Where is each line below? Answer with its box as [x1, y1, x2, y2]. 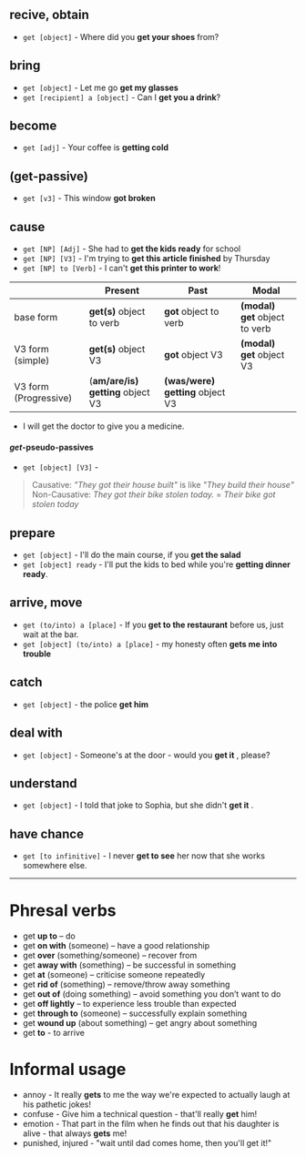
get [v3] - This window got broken [22, 193, 157, 204]
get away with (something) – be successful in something [22, 959, 237, 970]
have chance [9, 826, 85, 841]
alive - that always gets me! [22, 1128, 127, 1139]
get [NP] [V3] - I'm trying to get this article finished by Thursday [22, 253, 270, 264]
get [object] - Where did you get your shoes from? [22, 31, 219, 42]
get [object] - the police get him [22, 698, 148, 709]
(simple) [14, 354, 50, 367]
